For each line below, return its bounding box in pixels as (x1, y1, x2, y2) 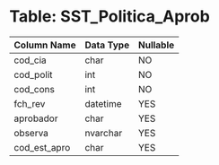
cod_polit (13, 68, 53, 81)
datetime (84, 97, 123, 109)
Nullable (137, 39, 175, 51)
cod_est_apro (13, 141, 71, 153)
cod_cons (13, 82, 56, 95)
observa (13, 126, 49, 139)
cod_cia (13, 54, 47, 66)
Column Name (13, 39, 76, 51)
